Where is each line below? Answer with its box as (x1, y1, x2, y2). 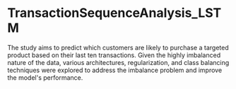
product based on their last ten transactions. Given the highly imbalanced (7, 51, 221, 59)
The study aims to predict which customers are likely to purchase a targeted (7, 43, 229, 52)
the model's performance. (7, 73, 83, 82)
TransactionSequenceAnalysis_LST (7, 5, 222, 21)
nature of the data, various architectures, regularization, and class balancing (7, 58, 230, 66)
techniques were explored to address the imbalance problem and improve (7, 66, 223, 74)
